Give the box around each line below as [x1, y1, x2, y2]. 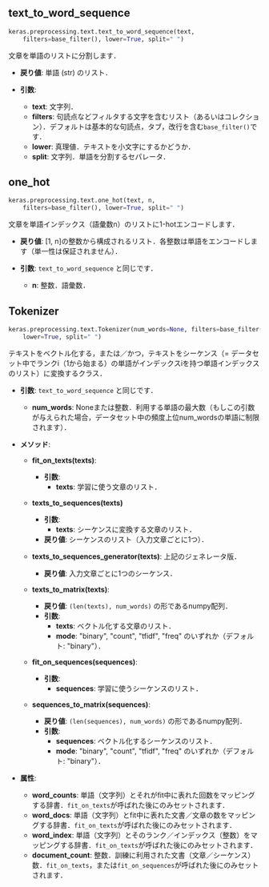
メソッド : [19, 439, 50, 449]
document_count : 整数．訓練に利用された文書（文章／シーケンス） [31, 850, 255, 860]
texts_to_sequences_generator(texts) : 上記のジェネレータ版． [31, 552, 242, 561]
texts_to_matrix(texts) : [31, 584, 110, 594]
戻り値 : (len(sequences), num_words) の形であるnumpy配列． [43, 716, 247, 725]
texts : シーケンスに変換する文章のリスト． [55, 524, 196, 534]
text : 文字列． [31, 102, 78, 111]
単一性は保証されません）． [34, 247, 122, 256]
